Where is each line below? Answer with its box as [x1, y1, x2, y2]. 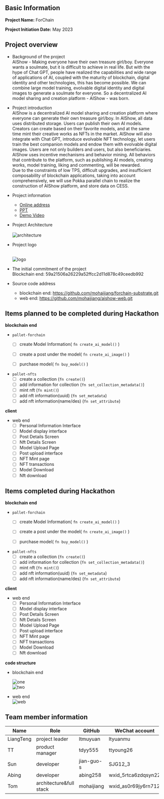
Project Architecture [12, 221, 53, 227]
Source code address [12, 280, 56, 286]
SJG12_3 [108, 761, 130, 768]
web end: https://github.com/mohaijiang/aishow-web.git [19, 295, 133, 301]
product [36, 744, 55, 751]
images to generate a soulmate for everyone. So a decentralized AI [12, 90, 147, 96]
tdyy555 [79, 747, 99, 753]
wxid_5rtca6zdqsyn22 [108, 772, 161, 778]
